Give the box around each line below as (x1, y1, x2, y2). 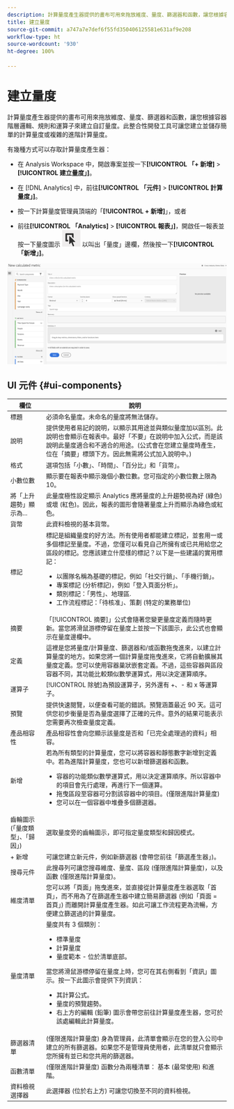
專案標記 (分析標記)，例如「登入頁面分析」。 (56, 581, 182, 589)
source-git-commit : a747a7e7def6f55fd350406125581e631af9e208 (7, 26, 192, 33)
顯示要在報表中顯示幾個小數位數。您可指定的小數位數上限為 (45, 471, 217, 480)
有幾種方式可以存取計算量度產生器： (7, 145, 111, 153)
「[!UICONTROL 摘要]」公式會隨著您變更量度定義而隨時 (45, 615, 206, 623)
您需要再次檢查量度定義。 (45, 718, 120, 726)
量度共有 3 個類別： (45, 920, 102, 928)
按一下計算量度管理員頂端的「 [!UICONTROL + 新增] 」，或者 (17, 206, 187, 215)
